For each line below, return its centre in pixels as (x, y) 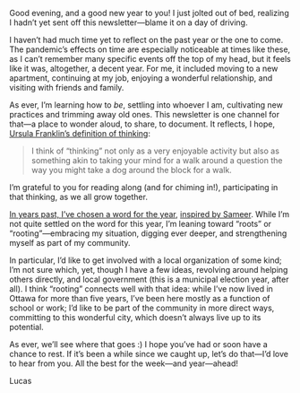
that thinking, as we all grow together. (78, 197)
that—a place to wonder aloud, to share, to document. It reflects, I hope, (142, 124)
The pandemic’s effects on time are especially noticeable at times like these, (150, 49)
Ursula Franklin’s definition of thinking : (80, 133)
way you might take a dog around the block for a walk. (132, 170)
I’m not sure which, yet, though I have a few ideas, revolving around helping (149, 270)
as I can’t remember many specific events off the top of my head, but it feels (150, 59)
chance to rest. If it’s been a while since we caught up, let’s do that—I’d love (149, 354)
